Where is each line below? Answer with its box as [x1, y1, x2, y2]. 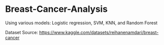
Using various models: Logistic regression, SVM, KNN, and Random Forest [5, 20, 158, 26]
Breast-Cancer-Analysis [5, 3, 108, 15]
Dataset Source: [5, 29, 38, 35]
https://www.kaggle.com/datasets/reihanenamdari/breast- [39, 29, 159, 35]
